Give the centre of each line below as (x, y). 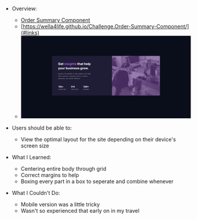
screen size (35, 146)
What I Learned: (32, 157)
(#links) (30, 33)
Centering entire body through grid (63, 168)
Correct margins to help (50, 175)
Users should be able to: (42, 128)
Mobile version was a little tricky (60, 204)
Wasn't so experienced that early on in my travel (80, 210)
